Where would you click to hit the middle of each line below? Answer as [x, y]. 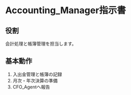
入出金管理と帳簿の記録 [37, 74]
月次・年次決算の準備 [35, 80]
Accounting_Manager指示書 [66, 10]
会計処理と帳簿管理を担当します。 [41, 44]
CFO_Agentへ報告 [31, 87]
